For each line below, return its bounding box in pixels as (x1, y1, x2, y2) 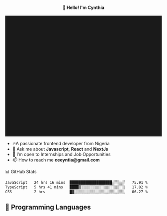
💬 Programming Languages (5, 203, 91, 212)
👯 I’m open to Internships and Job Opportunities (12, 152, 111, 158)
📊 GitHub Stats (5, 169, 37, 175)
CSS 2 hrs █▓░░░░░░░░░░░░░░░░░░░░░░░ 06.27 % (5, 189, 148, 194)
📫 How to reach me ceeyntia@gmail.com (12, 157, 100, 163)
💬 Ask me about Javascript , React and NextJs (12, 146, 108, 152)
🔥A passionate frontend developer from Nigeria (12, 141, 110, 147)
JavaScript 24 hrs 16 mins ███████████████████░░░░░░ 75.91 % (5, 180, 148, 185)
